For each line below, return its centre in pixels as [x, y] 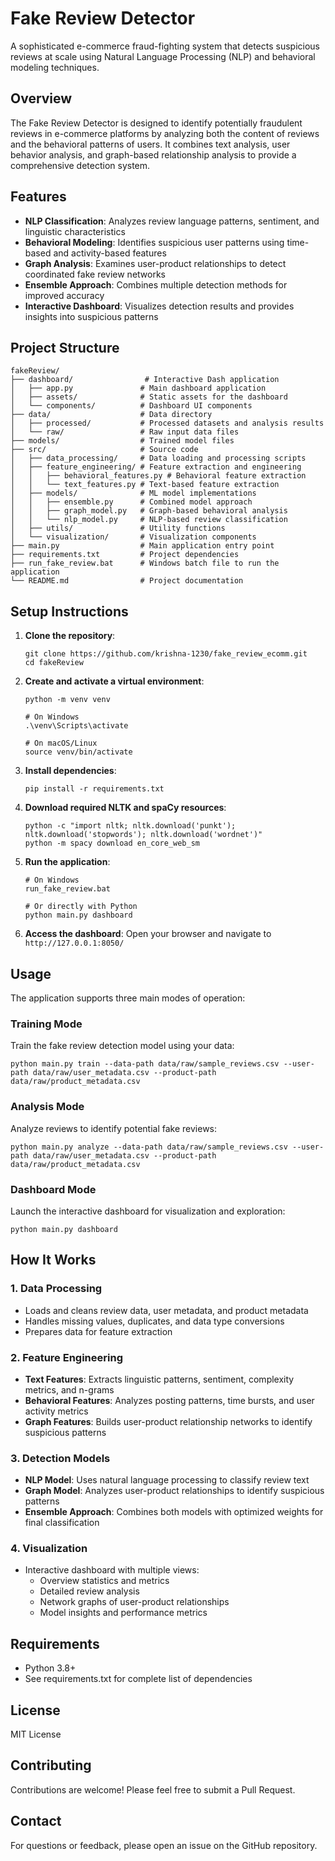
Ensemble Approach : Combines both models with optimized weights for [174, 1512]
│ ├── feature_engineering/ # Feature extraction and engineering [156, 467]
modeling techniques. [55, 67]
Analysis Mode [47, 1107]
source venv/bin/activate [78, 752]
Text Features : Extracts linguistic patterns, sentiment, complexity [159, 1379]
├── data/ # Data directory [111, 415]
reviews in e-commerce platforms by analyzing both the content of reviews [165, 133]
